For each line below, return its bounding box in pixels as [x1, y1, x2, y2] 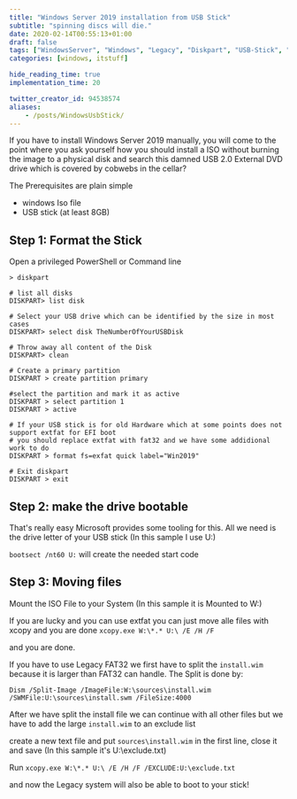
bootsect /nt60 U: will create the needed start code [9, 549, 199, 559]
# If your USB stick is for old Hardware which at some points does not [9, 421, 283, 430]
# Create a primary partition [9, 367, 121, 376]
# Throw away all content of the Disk [9, 343, 152, 353]
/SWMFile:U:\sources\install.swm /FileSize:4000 [9, 693, 192, 702]
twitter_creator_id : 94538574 [9, 94, 121, 103]
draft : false [9, 37, 57, 47]
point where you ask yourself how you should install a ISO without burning [9, 144, 280, 155]
